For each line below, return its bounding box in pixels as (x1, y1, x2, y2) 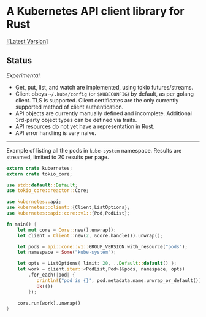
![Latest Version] (6, 37, 48, 45)
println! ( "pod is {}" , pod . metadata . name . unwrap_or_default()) (36, 277, 202, 283)
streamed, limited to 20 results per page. (6, 153, 109, 161)
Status (6, 55, 32, 66)
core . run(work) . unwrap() (17, 300, 81, 306)
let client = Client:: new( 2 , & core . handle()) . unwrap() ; (17, 232, 164, 239)
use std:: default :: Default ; (6, 182, 78, 188)
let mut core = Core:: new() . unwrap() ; (17, 227, 116, 233)
